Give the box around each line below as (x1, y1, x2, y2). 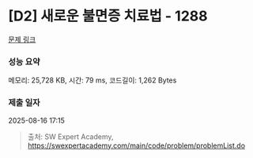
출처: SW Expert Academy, (27, 131, 114, 141)
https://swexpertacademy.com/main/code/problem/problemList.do (27, 141, 246, 150)
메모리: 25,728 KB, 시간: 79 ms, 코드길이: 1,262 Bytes (8, 75, 177, 85)
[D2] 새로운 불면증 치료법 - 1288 (8, 7, 208, 25)
